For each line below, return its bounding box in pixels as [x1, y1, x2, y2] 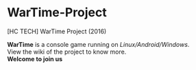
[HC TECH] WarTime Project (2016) [7, 27, 107, 35]
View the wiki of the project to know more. [7, 48, 127, 56]
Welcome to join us [7, 54, 63, 63]
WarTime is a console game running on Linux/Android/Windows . [7, 40, 190, 48]
